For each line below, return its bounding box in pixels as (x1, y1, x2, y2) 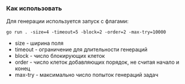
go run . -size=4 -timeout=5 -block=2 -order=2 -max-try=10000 (6, 29, 167, 35)
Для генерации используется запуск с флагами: (6, 18, 129, 25)
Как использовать (6, 4, 62, 13)
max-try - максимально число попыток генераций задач (14, 71, 159, 79)
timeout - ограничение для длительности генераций (14, 46, 148, 53)
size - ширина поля (14, 40, 64, 47)
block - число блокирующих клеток (14, 52, 105, 60)
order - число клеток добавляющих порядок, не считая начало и (14, 58, 180, 66)
